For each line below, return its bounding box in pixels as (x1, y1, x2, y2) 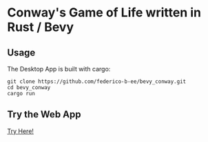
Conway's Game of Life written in (7, 5, 202, 21)
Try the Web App (7, 108, 81, 121)
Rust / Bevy (7, 19, 74, 35)
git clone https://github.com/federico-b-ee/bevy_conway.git (7, 78, 187, 85)
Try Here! (7, 127, 34, 135)
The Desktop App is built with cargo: (7, 65, 111, 73)
